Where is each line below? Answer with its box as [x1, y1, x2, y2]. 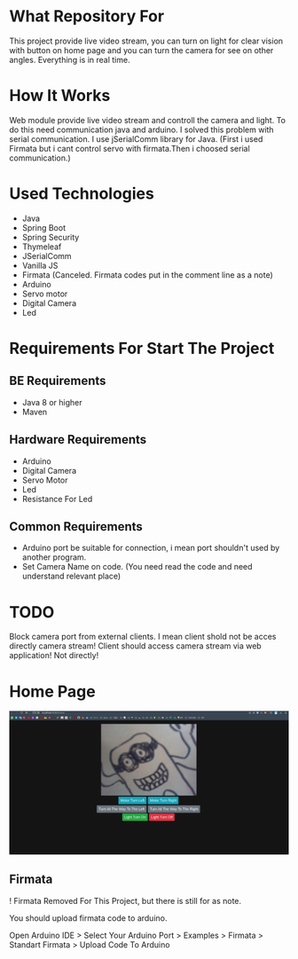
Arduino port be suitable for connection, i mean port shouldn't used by [21, 543, 280, 554]
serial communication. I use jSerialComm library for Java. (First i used [9, 133, 263, 144]
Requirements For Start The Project [9, 339, 275, 358]
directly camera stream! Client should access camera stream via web [9, 641, 262, 651]
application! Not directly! [9, 650, 99, 661]
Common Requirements [9, 519, 144, 534]
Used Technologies [9, 184, 155, 204]
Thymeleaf [21, 241, 62, 252]
